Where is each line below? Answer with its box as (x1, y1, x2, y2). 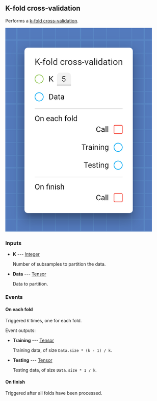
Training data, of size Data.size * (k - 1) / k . (12, 347, 112, 353)
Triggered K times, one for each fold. (5, 318, 82, 324)
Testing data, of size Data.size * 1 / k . (12, 367, 97, 373)
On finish (5, 379, 25, 385)
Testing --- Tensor (12, 357, 53, 363)
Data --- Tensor (12, 271, 46, 277)
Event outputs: (5, 327, 36, 334)
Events (5, 294, 23, 301)
